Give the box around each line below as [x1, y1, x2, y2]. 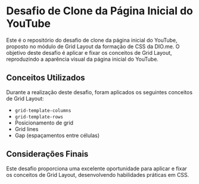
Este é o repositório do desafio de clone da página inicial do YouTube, [6, 36, 178, 43]
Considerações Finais [6, 149, 89, 159]
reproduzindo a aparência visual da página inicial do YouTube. [6, 55, 159, 63]
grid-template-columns [14, 107, 71, 114]
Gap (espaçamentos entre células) [14, 132, 100, 139]
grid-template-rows [14, 114, 64, 120]
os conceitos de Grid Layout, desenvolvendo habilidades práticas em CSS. [6, 171, 189, 178]
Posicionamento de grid [14, 119, 73, 126]
